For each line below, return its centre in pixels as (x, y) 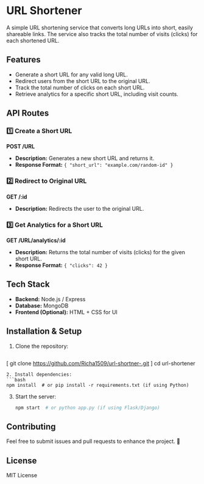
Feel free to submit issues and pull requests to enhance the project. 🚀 (93, 441)
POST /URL (21, 147)
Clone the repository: (42, 346)
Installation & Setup (44, 332)
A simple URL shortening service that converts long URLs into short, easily (100, 28)
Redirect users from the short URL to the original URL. (83, 81)
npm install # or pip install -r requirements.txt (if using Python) (98, 385)
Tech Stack (28, 284)
